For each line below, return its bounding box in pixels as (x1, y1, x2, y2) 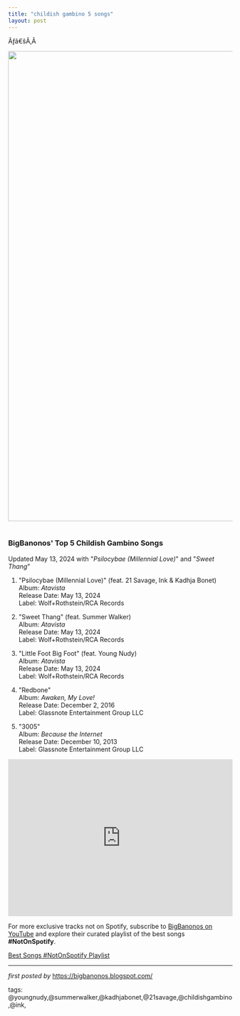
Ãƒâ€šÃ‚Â (8, 36, 36, 45)
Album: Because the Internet (18, 729, 103, 738)
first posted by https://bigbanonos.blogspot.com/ (8, 971, 153, 980)
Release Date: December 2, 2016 (18, 701, 115, 709)
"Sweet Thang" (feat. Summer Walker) (18, 612, 131, 621)
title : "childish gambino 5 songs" (8, 10, 114, 18)
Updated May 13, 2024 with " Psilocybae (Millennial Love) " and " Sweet (8, 554, 214, 563)
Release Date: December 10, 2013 (18, 737, 118, 746)
